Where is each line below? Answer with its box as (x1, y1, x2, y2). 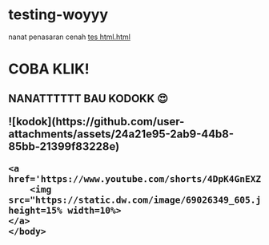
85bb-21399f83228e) (8, 140, 120, 153)
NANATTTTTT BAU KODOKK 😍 (8, 92, 168, 105)
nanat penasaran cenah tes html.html (8, 32, 130, 41)
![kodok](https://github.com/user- (8, 114, 185, 128)
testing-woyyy (8, 6, 109, 24)
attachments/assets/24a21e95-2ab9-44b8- (8, 127, 235, 140)
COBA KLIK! (8, 60, 90, 78)
